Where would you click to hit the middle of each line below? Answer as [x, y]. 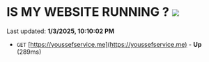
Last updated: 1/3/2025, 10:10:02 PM [61, 31]
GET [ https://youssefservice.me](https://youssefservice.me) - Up [109, 44]
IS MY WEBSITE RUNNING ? [88, 12]
